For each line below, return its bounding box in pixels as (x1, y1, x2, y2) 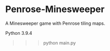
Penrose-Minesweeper (5, 4, 105, 15)
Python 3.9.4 (5, 30, 33, 36)
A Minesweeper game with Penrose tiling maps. (5, 20, 105, 26)
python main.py (43, 39, 76, 46)
